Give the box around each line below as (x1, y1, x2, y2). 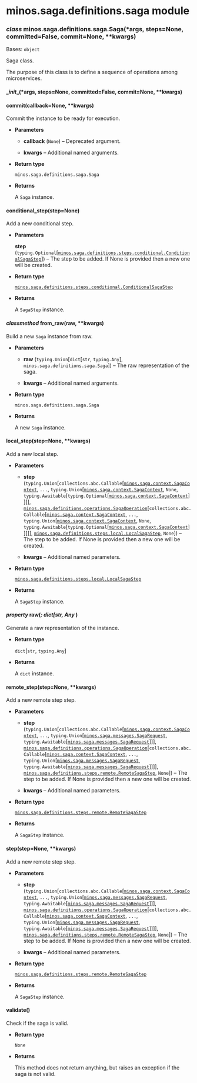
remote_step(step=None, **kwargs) (6, 684, 96, 691)
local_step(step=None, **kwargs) (6, 437, 91, 445)
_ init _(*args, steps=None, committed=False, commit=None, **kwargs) (6, 88, 183, 95)
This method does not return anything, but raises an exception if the (14, 1064, 180, 1071)
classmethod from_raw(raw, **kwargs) (6, 319, 104, 327)
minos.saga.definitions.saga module (6, 4, 190, 18)
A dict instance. (14, 670, 55, 677)
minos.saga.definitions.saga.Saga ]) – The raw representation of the (23, 362, 190, 369)
